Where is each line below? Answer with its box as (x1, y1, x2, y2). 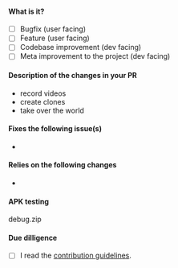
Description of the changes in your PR (8, 71, 138, 80)
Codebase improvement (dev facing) (19, 43, 142, 52)
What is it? (8, 6, 45, 16)
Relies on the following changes (8, 160, 117, 170)
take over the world (19, 105, 84, 115)
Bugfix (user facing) (19, 24, 87, 34)
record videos (19, 89, 67, 98)
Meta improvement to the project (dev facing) (19, 52, 171, 61)
